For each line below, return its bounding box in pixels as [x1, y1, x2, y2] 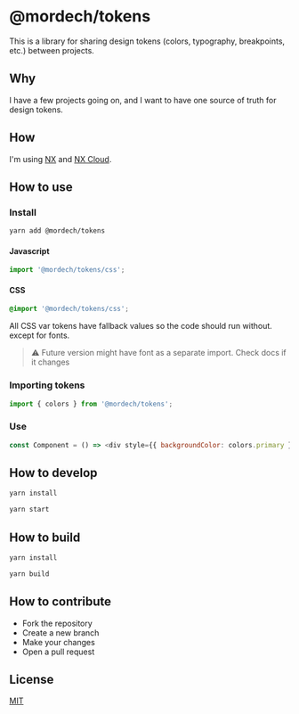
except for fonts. [9, 330, 70, 341]
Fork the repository [21, 618, 93, 628]
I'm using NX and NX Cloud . [9, 153, 112, 164]
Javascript [9, 245, 51, 256]
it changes [30, 357, 70, 367]
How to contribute [9, 595, 112, 610]
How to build [9, 529, 81, 545]
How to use [9, 179, 73, 194]
